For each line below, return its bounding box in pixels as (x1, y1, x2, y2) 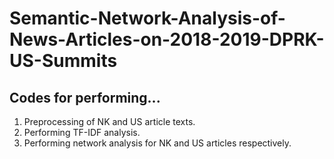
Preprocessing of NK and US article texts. (23, 116, 196, 127)
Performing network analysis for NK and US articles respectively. (23, 137, 292, 149)
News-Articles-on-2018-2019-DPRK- (9, 28, 325, 51)
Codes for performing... (9, 89, 161, 106)
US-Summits (9, 50, 118, 72)
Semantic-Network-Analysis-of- (9, 7, 286, 30)
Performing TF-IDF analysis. (23, 127, 141, 138)
